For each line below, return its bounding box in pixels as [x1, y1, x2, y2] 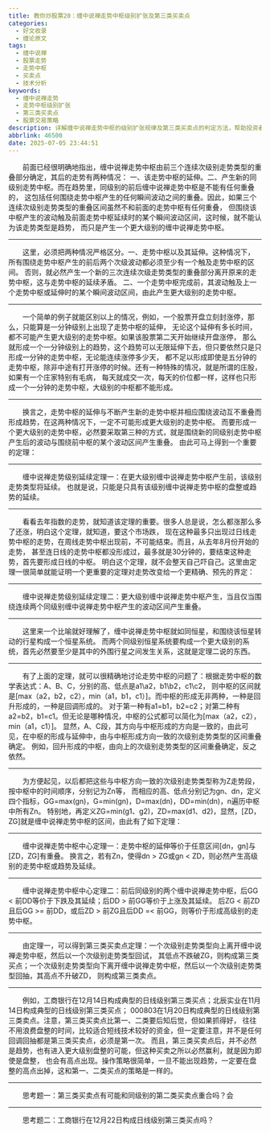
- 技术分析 [15, 79, 47, 87]
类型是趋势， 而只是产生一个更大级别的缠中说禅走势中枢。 [35, 222, 229, 232]
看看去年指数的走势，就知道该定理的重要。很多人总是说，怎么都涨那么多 [22, 517, 262, 526]
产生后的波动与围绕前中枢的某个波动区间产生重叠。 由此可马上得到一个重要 [8, 437, 257, 447]
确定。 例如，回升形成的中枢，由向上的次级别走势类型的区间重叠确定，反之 [8, 741, 257, 751]
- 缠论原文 [15, 34, 47, 43]
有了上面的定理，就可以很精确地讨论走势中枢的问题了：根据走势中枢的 [22, 671, 255, 681]
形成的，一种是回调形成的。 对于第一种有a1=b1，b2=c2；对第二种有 [14, 701, 240, 710]
